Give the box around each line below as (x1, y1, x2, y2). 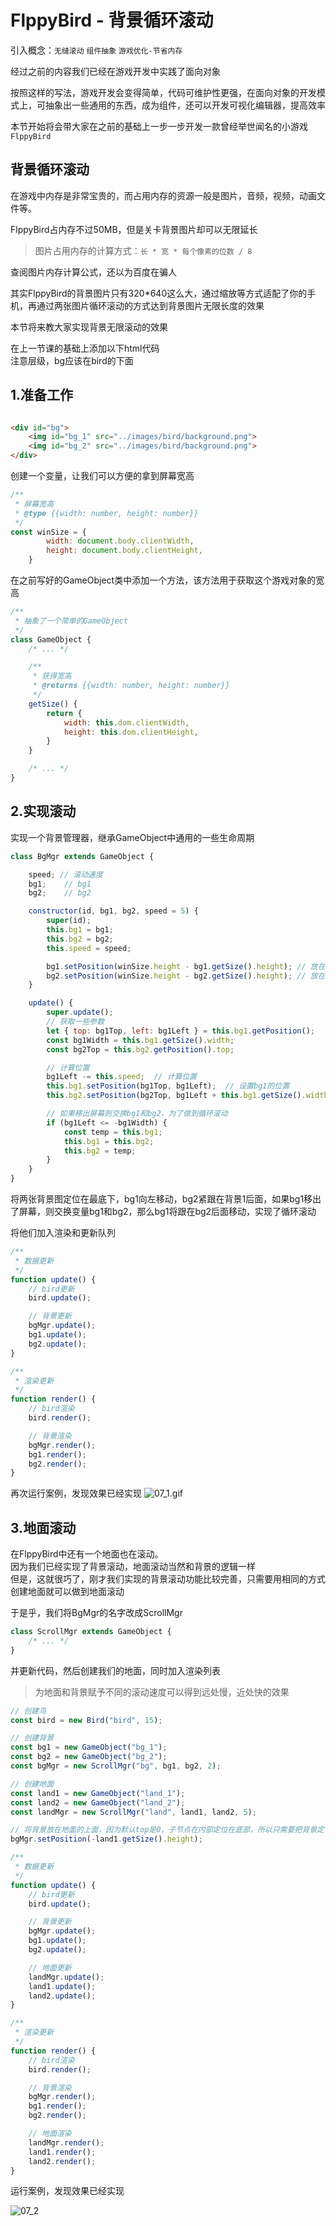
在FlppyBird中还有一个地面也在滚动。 (10, 1548, 164, 1560)
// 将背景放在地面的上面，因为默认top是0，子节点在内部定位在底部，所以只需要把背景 (10, 1825, 318, 1835)
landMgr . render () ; (28, 2137, 105, 2148)
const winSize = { (10, 527, 87, 537)
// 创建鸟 (10, 1706, 47, 1716)
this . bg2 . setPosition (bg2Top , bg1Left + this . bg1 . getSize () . (46, 1091, 307, 1101)
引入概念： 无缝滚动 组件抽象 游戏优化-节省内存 (10, 44, 183, 56)
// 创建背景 (10, 1733, 55, 1743)
